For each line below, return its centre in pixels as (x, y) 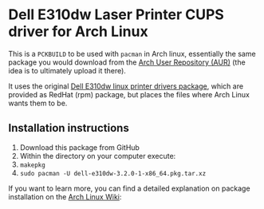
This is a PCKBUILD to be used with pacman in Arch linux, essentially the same (132, 53)
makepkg (32, 165)
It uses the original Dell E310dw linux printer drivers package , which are (126, 86)
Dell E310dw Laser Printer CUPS (116, 15)
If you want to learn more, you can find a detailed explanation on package (129, 188)
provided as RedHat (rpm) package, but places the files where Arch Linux (129, 94)
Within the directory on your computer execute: (98, 156)
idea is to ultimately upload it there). (67, 70)
